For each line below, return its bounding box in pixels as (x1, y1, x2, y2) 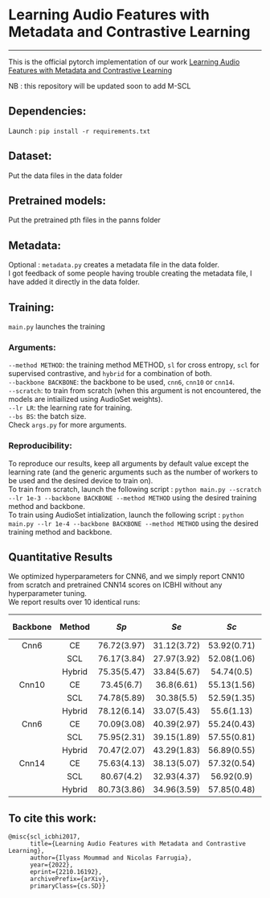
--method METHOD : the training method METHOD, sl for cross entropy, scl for (8, 360, 260, 370)
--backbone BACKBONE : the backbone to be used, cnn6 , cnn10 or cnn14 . (8, 377, 235, 387)
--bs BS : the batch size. (8, 412, 87, 421)
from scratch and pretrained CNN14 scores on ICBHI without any (8, 580, 223, 590)
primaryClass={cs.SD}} (29, 882, 106, 891)
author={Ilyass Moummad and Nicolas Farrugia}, (29, 854, 193, 863)
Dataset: (8, 149, 52, 163)
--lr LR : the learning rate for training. (8, 403, 133, 412)
